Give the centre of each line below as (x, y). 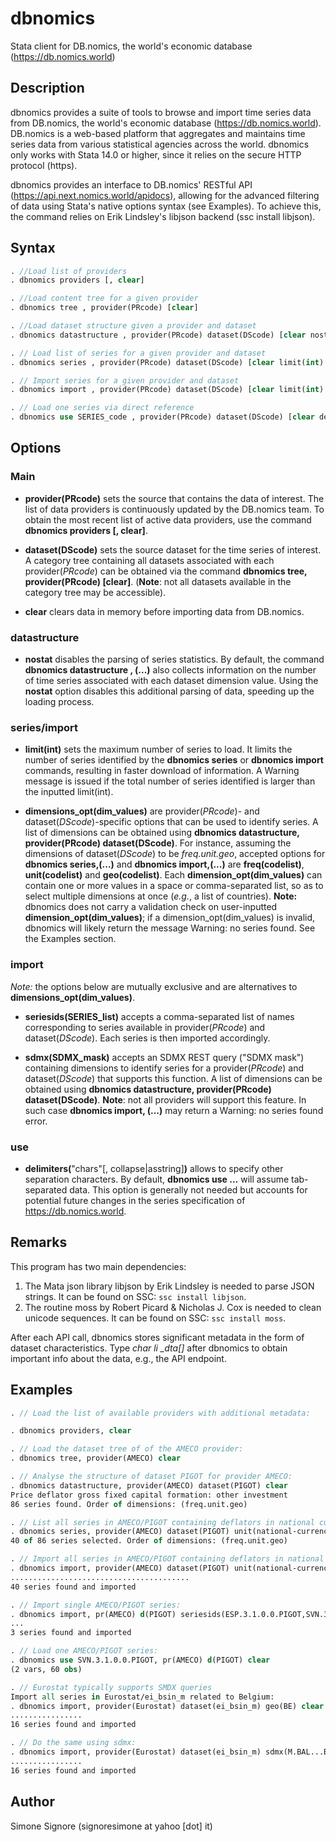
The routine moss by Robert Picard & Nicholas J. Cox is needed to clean (173, 1307)
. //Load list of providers (69, 271)
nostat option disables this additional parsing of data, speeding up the (169, 691)
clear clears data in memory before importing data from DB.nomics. (164, 611)
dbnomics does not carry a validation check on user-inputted (151, 907)
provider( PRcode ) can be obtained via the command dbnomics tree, (166, 571)
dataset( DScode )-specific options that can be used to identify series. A (171, 822)
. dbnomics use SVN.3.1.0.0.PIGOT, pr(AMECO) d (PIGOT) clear (140, 1660)
